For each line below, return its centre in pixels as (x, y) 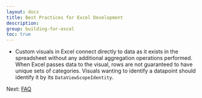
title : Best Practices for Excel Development (65, 18)
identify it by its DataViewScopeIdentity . (64, 77)
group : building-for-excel (40, 29)
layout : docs (23, 12)
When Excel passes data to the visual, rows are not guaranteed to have (104, 65)
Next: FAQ (19, 89)
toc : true (19, 34)
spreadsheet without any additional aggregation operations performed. (104, 58)
